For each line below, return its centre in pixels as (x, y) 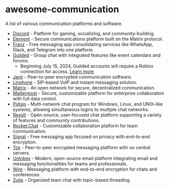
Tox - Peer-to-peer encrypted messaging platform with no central (81, 147)
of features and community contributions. (56, 120)
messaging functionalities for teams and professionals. (70, 163)
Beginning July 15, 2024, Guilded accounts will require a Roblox (87, 66)
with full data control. (35, 99)
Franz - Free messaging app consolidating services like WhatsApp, (83, 44)
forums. (21, 60)
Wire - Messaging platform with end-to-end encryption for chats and (85, 169)
